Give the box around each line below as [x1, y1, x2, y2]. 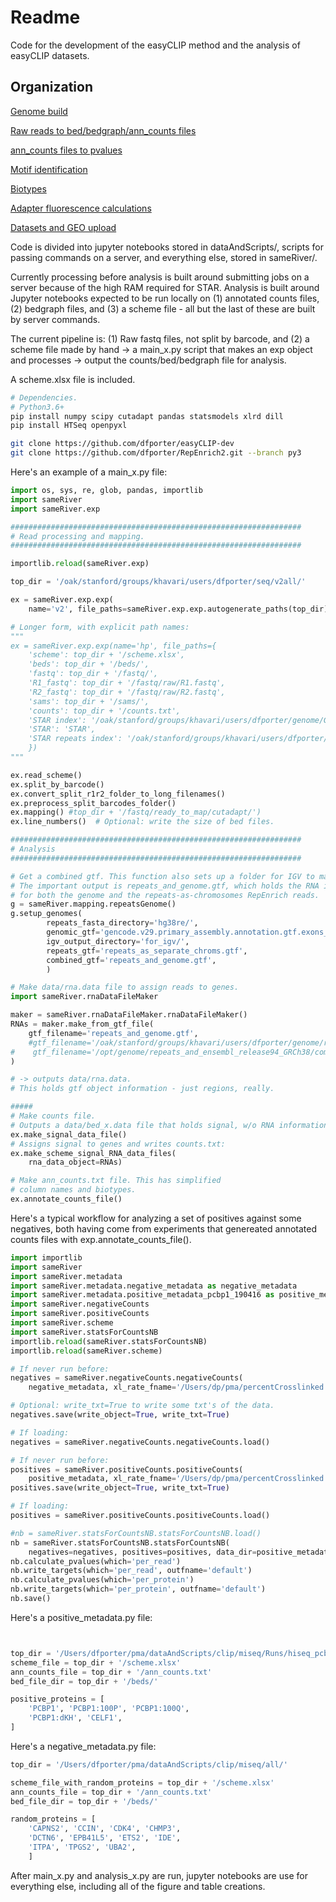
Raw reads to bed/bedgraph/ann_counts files [10, 124, 197, 136]
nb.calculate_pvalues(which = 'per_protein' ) [10, 1575, 195, 1585]
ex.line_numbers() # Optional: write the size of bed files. [10, 817, 275, 827]
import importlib [10, 1252, 83, 1263]
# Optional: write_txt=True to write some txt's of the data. [10, 1401, 275, 1411]
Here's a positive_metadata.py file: [10, 1611, 153, 1623]
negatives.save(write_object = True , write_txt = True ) [10, 1410, 230, 1420]
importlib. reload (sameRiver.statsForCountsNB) [10, 1336, 208, 1346]
